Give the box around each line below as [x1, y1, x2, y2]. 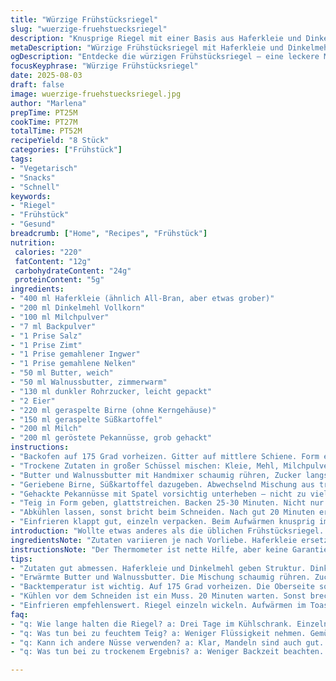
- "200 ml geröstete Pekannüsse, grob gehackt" [10, 433, 213, 443]
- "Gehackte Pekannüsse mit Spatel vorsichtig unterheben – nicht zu [10, 489, 307, 499]
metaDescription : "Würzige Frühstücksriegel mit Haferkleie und [10, 42, 284, 53]
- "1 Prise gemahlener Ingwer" [10, 349, 141, 360]
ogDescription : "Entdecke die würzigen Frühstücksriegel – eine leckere [10, 52, 320, 62]
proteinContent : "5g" [14, 275, 105, 285]
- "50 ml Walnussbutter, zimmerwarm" [10, 377, 168, 387]
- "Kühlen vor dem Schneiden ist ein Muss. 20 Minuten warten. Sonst [10, 591, 307, 601]
